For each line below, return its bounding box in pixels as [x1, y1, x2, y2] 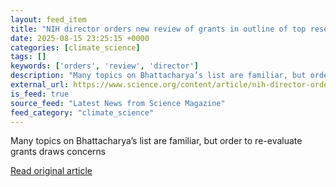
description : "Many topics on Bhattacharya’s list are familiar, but [10, 71, 307, 81]
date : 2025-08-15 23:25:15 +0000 [10, 33, 150, 43]
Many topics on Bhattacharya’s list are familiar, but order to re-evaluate [10, 135, 303, 147]
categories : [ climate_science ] [10, 42, 141, 53]
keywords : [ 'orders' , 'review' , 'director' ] [10, 61, 199, 71]
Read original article [10, 165, 93, 177]
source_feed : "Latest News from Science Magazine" [10, 98, 226, 108]
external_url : [10, 80, 70, 90]
